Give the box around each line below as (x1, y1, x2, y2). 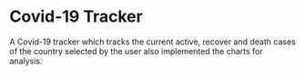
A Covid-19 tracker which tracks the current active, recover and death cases (9, 36, 296, 47)
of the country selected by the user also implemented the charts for (9, 45, 263, 56)
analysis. (9, 55, 43, 66)
